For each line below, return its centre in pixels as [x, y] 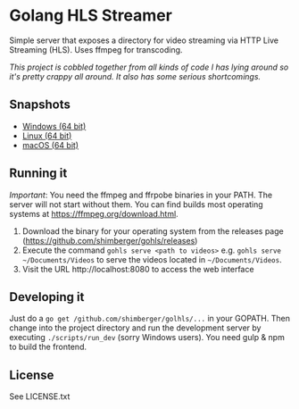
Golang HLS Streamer [91, 16]
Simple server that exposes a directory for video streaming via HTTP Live [144, 40]
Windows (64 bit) [54, 126]
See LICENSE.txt [40, 396]
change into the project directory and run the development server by [135, 328]
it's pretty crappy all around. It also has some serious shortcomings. [135, 76]
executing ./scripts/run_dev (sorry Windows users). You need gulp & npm [147, 338]
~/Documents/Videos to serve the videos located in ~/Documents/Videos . [152, 259]
